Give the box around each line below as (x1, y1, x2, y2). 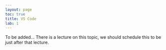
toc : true (5, 12, 26, 17)
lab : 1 (5, 21, 19, 26)
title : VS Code (5, 16, 37, 21)
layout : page (5, 7, 32, 12)
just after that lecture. (5, 40, 49, 46)
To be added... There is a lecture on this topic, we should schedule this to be (5, 34, 162, 40)
